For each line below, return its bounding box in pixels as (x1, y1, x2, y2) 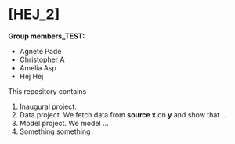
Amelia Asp (19, 63, 57, 72)
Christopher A (19, 55, 65, 64)
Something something (19, 127, 91, 136)
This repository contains (8, 86, 87, 95)
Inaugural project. (19, 102, 77, 111)
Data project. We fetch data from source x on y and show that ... (19, 110, 228, 119)
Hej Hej (19, 71, 44, 81)
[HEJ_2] (8, 5, 60, 23)
